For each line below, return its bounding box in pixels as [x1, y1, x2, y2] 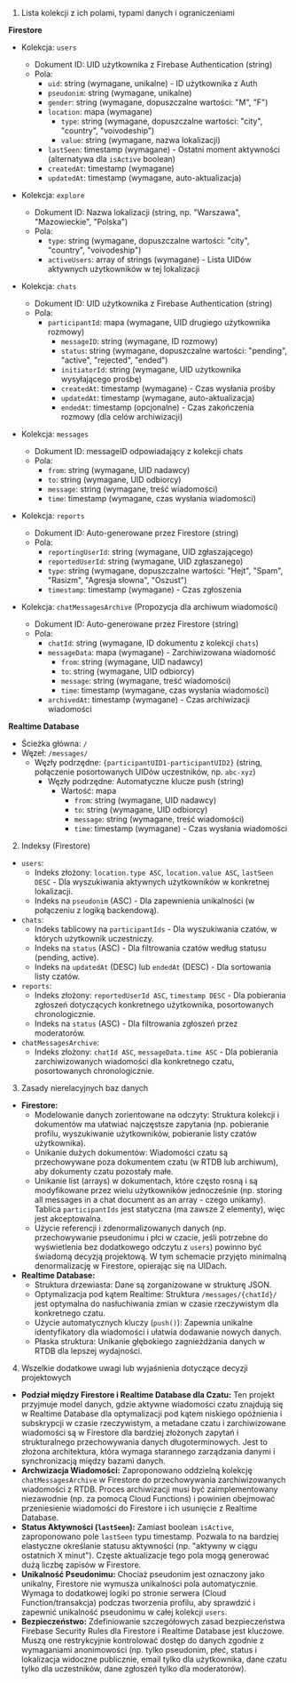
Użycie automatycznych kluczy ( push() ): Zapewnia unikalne [34, 1318, 253, 1327]
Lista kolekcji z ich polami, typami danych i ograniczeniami [20, 8, 236, 18]
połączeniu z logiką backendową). [34, 905, 160, 915]
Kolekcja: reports [20, 510, 85, 521]
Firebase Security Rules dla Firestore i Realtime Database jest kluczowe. [20, 1626, 285, 1636]
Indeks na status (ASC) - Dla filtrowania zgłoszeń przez [34, 1018, 238, 1029]
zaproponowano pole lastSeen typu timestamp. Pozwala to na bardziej [20, 1531, 279, 1542]
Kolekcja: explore [20, 190, 85, 200]
